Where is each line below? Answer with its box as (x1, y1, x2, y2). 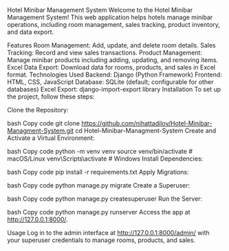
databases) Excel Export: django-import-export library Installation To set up (7, 86, 221, 93)
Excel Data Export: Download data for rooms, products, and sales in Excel (7, 63, 216, 71)
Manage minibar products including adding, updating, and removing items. (7, 56, 219, 64)
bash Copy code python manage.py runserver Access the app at (7, 208, 190, 216)
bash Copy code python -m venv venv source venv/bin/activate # (7, 148, 193, 155)
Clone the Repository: (7, 106, 69, 114)
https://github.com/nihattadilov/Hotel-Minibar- (81, 119, 212, 127)
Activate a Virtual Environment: (7, 134, 95, 142)
